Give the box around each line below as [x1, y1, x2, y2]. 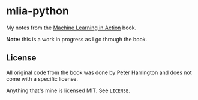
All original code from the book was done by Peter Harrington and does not [6, 69, 192, 76]
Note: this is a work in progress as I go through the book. [6, 35, 148, 43]
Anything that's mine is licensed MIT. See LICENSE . [6, 87, 131, 94]
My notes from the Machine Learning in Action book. [6, 24, 137, 31]
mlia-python [6, 4, 69, 18]
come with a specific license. [6, 75, 79, 82]
